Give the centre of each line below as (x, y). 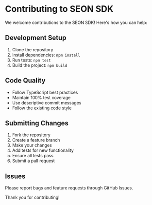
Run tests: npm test (31, 60)
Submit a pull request (33, 161)
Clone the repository (33, 49)
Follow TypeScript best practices (45, 92)
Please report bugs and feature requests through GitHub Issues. (69, 188)
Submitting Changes (37, 123)
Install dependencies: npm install (46, 55)
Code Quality (25, 81)
